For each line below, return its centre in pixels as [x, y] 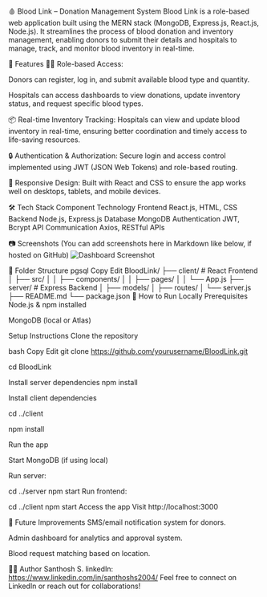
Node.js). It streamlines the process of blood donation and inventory [121, 31]
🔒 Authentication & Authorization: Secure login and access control [117, 156]
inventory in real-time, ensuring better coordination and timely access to [127, 131]
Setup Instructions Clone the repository [73, 336]
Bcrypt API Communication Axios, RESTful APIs [87, 227]
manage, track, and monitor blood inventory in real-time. [101, 48]
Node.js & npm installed [47, 305]
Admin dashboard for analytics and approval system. [95, 538]
